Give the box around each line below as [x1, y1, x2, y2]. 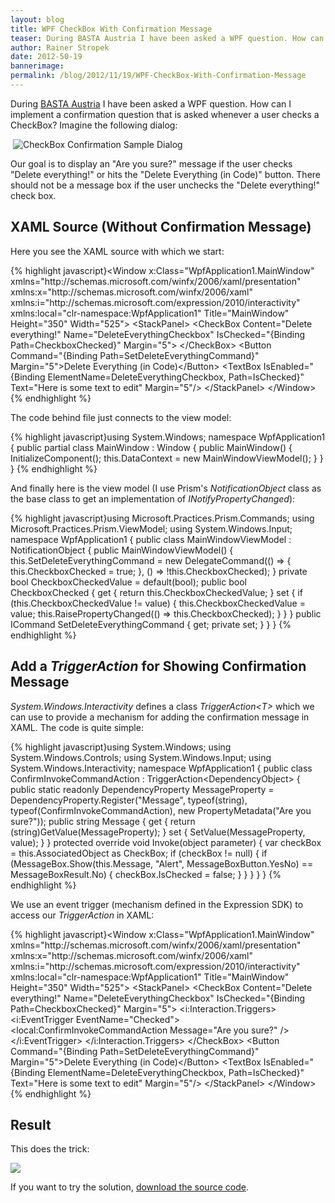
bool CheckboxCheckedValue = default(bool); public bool [10, 576, 247, 588]
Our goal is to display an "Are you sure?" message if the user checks [10, 157, 293, 170]
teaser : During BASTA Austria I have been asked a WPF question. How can [10, 33, 325, 43]
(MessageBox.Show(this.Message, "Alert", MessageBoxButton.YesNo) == [10, 857, 314, 870]
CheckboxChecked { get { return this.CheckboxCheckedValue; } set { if [10, 586, 303, 598]
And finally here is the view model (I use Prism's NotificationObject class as [10, 482, 322, 494]
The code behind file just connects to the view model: [10, 411, 232, 423]
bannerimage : [10, 61, 65, 71]
